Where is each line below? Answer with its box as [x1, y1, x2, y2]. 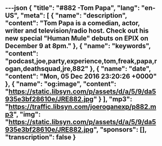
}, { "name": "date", [89, 65, 151, 73]
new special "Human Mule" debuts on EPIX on [5, 34, 149, 43]
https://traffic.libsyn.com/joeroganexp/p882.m [8, 103, 157, 111]
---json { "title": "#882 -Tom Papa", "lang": [5, 4, 140, 12]
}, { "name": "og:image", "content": [5, 80, 117, 88]
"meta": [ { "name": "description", [20, 12, 127, 20]
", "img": [13, 110, 41, 119]
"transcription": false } [5, 133, 76, 142]
